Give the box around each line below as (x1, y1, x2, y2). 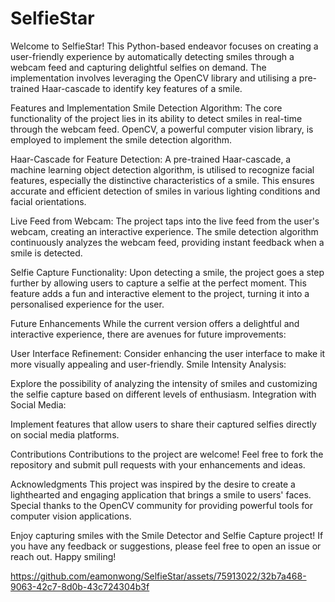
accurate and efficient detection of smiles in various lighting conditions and (10, 185, 321, 197)
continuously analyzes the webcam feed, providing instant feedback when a (10, 236, 325, 248)
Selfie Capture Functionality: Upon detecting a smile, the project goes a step (10, 266, 325, 278)
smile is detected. (10, 247, 83, 259)
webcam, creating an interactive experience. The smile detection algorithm (10, 225, 319, 237)
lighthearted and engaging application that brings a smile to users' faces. (10, 488, 312, 501)
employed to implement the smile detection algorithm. (10, 133, 233, 146)
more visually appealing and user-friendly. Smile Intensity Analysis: (10, 358, 287, 370)
